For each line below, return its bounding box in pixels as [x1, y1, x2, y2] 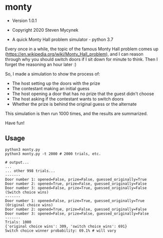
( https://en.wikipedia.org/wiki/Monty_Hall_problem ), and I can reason [5, 51, 144, 57]
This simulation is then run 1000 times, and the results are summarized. [5, 110, 148, 116]
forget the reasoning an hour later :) [5, 61, 77, 67]
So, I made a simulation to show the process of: [5, 71, 101, 77]
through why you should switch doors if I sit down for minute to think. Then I [5, 56, 158, 62]
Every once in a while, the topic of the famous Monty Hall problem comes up [5, 46, 159, 52]
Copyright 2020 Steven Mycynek [12, 27, 79, 33]
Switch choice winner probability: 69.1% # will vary [5, 228, 117, 233]
